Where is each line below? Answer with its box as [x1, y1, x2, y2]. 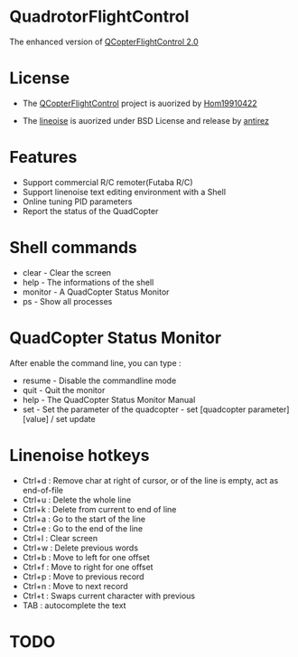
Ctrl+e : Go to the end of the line [22, 522, 143, 534]
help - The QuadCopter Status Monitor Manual [22, 394, 196, 405]
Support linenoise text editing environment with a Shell [22, 186, 227, 197]
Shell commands [9, 238, 138, 258]
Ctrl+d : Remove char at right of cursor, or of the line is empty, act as [22, 474, 279, 485]
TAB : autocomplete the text [22, 599, 126, 611]
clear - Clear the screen [22, 267, 111, 277]
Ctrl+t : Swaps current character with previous [22, 590, 196, 601]
